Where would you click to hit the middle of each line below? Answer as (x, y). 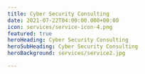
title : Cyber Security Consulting (59, 14)
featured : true (30, 33)
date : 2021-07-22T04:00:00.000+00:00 (63, 20)
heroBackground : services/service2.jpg (66, 54)
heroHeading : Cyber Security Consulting (68, 40)
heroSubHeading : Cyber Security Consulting (73, 47)
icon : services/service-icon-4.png (60, 27)
